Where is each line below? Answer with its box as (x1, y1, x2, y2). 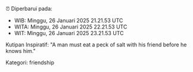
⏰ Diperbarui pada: (5, 5, 53, 12)
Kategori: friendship (5, 59, 55, 66)
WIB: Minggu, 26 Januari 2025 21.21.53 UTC (14, 17, 123, 24)
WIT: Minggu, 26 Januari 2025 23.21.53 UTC (14, 30, 124, 36)
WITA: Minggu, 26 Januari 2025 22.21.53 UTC (14, 23, 127, 30)
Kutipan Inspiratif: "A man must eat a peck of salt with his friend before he (5, 41, 187, 48)
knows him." (5, 48, 36, 54)
